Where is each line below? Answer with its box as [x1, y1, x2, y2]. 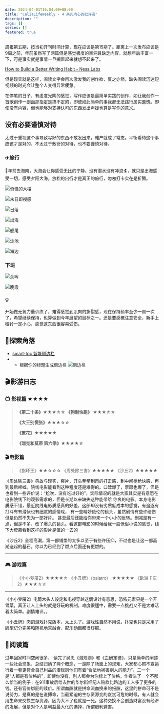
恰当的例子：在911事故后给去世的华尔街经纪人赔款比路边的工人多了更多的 [9, 679, 157, 685]
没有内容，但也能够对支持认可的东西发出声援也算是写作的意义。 [9, 105, 138, 111]
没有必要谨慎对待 [5, 121, 57, 129]
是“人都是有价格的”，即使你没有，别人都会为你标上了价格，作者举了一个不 [5, 673, 155, 679]
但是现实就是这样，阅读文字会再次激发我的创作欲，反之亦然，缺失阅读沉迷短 [5, 76, 159, 82]
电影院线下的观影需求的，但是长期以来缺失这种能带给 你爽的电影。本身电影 [5, 496, 156, 502]
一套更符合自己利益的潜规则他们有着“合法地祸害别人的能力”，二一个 [13, 667, 150, 673]
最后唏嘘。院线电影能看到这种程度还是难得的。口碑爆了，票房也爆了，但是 [9, 484, 159, 490]
